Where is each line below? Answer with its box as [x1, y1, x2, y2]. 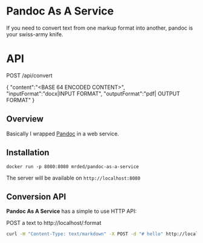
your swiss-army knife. [6, 30, 63, 37]
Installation [6, 147, 50, 158]
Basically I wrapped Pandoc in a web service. [6, 130, 120, 137]
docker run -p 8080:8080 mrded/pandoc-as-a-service [6, 163, 139, 170]
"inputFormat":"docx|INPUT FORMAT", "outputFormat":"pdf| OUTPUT [6, 89, 180, 97]
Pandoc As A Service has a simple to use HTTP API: [6, 207, 137, 215]
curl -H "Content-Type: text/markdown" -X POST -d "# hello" [6, 231, 164, 237]
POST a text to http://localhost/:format [6, 219, 101, 227]
